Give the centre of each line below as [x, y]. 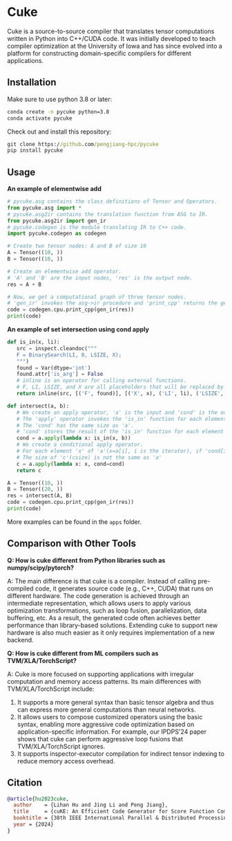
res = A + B [24, 284]
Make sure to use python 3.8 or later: [60, 99]
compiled [20, 588]
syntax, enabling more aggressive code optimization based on [106, 724]
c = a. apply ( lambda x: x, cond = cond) [71, 464]
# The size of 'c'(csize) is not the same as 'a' [89, 458]
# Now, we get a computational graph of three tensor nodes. [97, 297]
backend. [20, 640]
